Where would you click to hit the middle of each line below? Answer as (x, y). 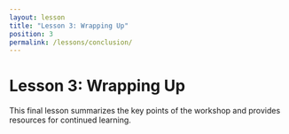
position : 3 (31, 34)
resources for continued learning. (70, 120)
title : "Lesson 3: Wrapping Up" (69, 26)
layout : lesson (37, 17)
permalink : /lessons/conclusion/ (71, 42)
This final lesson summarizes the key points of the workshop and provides (145, 111)
